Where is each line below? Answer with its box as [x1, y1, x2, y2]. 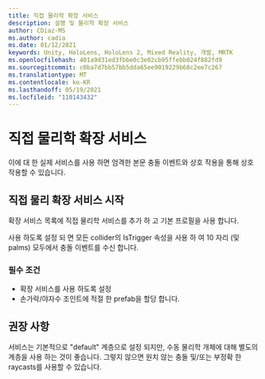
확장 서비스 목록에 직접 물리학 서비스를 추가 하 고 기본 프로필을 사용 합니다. [8, 216, 240, 225]
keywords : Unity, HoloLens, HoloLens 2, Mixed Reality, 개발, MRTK [8, 49, 233, 57]
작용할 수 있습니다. [8, 168, 66, 178]
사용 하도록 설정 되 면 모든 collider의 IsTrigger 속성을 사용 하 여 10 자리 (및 [8, 232, 240, 242]
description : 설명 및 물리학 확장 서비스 [8, 19, 130, 27]
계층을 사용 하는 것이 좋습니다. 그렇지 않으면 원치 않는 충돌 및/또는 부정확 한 [8, 352, 242, 362]
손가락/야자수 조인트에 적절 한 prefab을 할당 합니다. [19, 294, 181, 303]
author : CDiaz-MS [8, 26, 66, 34]
